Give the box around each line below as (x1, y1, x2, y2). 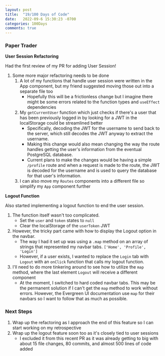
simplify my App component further (19, 183, 91, 189)
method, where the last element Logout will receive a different (12, 269, 138, 276)
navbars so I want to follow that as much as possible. (19, 296, 128, 302)
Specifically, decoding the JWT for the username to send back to (27, 125, 160, 132)
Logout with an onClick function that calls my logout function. (19, 259, 144, 265)
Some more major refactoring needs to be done (12, 72, 110, 78)
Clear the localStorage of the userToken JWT (19, 223, 111, 229)
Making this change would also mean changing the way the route (27, 141, 160, 147)
